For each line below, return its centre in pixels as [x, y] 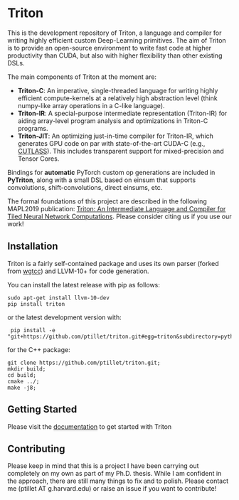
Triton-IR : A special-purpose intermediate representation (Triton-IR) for [122, 113]
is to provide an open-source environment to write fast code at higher [110, 48]
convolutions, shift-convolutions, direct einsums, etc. [85, 187]
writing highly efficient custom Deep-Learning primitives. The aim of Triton [117, 40]
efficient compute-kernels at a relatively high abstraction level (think [118, 98]
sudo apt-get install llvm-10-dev [59, 298]
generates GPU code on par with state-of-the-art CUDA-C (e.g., [111, 143]
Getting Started [42, 409]
